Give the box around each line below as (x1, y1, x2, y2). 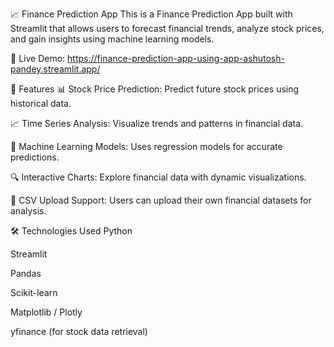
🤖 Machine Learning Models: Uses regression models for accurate (10, 141, 283, 152)
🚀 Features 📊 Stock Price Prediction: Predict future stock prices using (10, 83, 300, 95)
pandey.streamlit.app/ (10, 63, 101, 75)
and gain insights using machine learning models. (10, 33, 215, 45)
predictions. (10, 151, 60, 163)
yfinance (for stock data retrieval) (10, 326, 148, 337)
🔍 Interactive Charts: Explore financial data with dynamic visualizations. (10, 171, 307, 183)
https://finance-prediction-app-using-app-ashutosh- (67, 53, 285, 64)
